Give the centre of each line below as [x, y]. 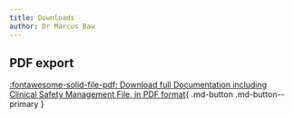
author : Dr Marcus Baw [52, 26]
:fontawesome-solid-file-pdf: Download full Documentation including [138, 85]
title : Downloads [42, 18]
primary [24, 104]
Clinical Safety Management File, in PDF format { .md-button [122, 94]
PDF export [42, 63]
